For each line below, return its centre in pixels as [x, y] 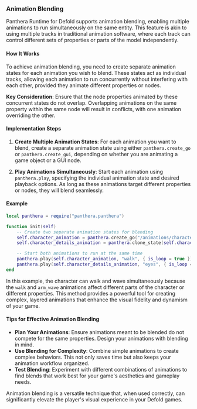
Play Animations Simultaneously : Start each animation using [89, 171]
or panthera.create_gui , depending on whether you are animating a [96, 154]
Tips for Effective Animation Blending [53, 319]
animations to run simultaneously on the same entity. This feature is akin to [96, 28]
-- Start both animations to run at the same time [80, 253]
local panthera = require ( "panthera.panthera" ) [65, 216]
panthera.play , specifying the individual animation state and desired [97, 178]
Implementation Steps [34, 129]
